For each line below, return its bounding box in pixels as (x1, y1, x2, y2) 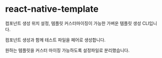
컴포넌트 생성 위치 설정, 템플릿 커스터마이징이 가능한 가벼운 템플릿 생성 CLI (5, 20, 150, 26)
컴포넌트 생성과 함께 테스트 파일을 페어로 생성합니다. (5, 37, 106, 43)
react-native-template (5, 3, 99, 15)
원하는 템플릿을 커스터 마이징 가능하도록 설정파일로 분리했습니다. (5, 47, 130, 53)
